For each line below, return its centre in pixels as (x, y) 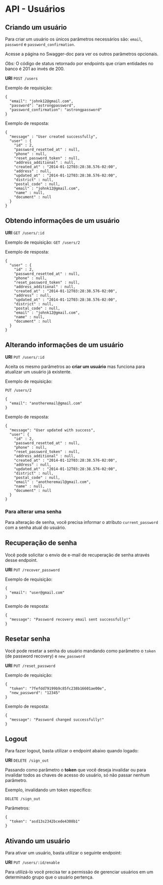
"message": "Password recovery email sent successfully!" (70, 619)
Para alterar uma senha (33, 512)
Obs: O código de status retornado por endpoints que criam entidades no (79, 63)
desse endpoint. (21, 560)
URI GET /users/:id (25, 232)
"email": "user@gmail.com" (37, 592)
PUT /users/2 (18, 390)
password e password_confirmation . (40, 44)
